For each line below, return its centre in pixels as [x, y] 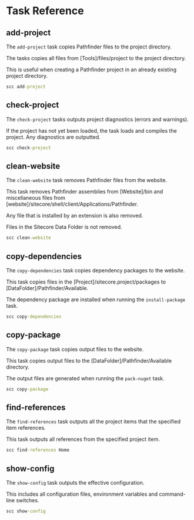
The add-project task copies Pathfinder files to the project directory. [89, 47]
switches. [28, 501]
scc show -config [26, 511]
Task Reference [45, 11]
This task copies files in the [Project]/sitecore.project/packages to [86, 282]
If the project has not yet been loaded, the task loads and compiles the [92, 130]
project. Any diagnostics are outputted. [53, 137]
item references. [26, 428]
